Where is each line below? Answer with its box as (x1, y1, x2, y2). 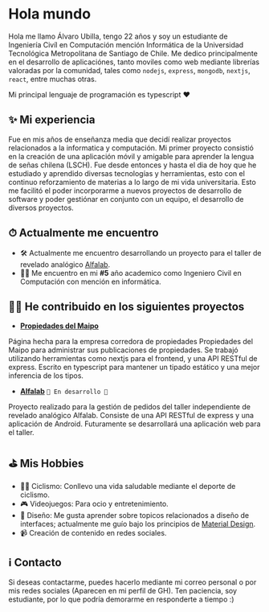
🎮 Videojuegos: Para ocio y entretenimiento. (19, 499, 169, 509)
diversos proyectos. (8, 203, 74, 212)
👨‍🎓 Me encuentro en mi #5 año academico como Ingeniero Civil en (19, 268, 243, 277)
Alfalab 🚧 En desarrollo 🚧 (19, 387, 108, 396)
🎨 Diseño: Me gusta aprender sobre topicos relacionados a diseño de (19, 511, 250, 520)
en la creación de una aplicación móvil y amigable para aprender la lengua (8, 151, 255, 161)
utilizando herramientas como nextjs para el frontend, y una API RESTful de (8, 354, 259, 364)
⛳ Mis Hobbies (8, 456, 84, 470)
